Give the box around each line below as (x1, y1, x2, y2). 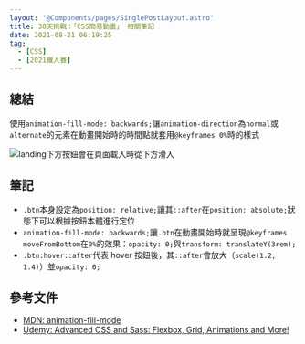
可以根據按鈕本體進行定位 (38, 215, 135, 226)
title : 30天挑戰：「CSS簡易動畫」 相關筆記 (9, 22, 155, 31)
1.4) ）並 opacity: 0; (22, 261, 101, 272)
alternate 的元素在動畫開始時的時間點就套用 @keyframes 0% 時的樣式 (9, 129, 260, 140)
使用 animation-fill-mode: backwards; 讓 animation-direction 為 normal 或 (9, 118, 279, 129)
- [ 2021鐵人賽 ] (17, 56, 71, 65)
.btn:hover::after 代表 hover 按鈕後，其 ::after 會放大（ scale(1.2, (22, 249, 277, 260)
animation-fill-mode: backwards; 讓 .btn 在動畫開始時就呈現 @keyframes (22, 226, 288, 237)
